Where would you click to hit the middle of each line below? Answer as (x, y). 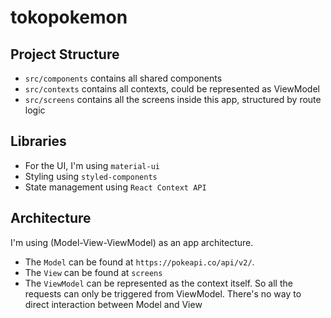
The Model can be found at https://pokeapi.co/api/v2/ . (139, 262)
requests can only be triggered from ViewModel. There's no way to (163, 293)
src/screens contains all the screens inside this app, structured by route (173, 99)
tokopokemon (69, 17)
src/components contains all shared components (123, 78)
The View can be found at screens (93, 272)
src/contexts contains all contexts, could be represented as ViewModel (172, 89)
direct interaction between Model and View (113, 304)
